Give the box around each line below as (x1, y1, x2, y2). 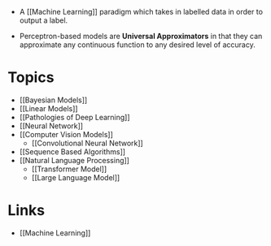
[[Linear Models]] (19, 103, 78, 113)
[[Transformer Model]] (31, 164, 107, 174)
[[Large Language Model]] (31, 172, 120, 182)
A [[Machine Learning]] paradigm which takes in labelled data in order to (19, 7, 264, 16)
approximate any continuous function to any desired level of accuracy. (19, 40, 256, 50)
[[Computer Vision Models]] (19, 129, 113, 139)
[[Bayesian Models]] (19, 95, 88, 105)
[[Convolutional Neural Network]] (31, 138, 143, 148)
